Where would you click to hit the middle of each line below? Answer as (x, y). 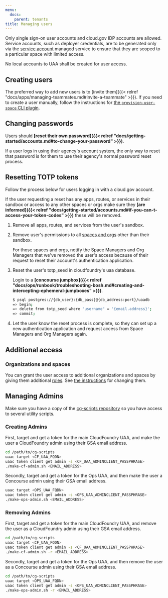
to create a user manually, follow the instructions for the (63, 103)
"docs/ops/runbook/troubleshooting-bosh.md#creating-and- (78, 285)
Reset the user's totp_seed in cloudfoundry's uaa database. (74, 270)
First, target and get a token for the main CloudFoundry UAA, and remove (81, 524)
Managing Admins (34, 396)
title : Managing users (29, 24)
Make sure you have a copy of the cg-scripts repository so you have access (84, 408)
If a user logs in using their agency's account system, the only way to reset (83, 151)
